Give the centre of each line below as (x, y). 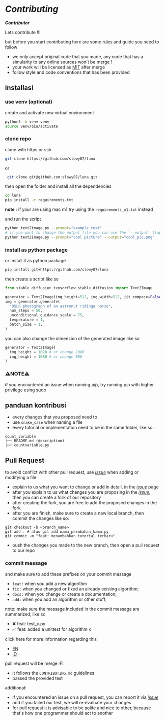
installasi (19, 88)
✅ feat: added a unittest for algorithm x (52, 629)
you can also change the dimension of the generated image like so (72, 338)
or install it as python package (36, 261)
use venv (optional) (29, 102)
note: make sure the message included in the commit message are (72, 609)
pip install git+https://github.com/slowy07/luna (57, 270)
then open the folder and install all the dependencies (58, 186)
